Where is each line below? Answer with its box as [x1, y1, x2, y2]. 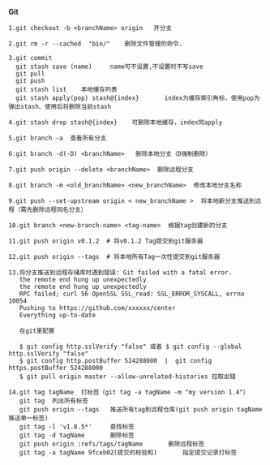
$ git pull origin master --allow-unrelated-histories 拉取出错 [19, 372, 237, 381]
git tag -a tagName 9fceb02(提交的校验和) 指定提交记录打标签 [19, 449, 238, 457]
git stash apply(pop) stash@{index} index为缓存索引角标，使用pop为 [15, 94, 260, 102]
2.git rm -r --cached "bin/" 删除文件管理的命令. [8, 40, 183, 48]
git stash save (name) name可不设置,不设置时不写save [15, 62, 204, 71]
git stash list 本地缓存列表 [15, 85, 118, 93]
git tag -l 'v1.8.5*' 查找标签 [19, 423, 135, 431]
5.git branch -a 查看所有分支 [8, 134, 107, 142]
